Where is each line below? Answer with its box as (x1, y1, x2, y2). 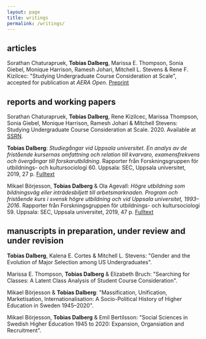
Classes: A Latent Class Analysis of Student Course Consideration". (7, 276, 178, 284)
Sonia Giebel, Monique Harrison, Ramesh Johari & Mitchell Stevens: (7, 120, 178, 126)
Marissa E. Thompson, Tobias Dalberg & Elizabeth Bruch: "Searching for (7, 270, 190, 278)
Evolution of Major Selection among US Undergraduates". (7, 258, 152, 265)
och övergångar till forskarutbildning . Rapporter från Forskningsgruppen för (7, 158, 199, 164)
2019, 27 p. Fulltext (7, 170, 55, 178)
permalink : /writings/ (7, 20, 65, 26)
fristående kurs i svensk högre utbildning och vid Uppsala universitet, (7, 196, 183, 202)
